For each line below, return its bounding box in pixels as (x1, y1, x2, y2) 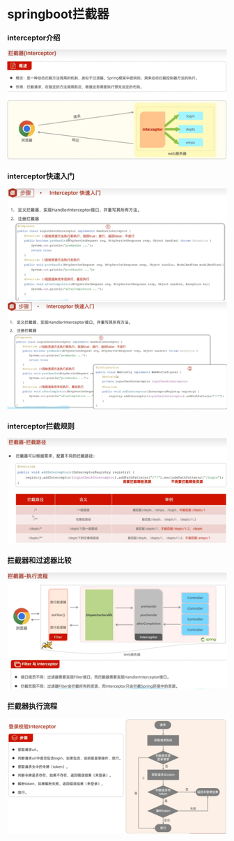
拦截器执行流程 (7, 702, 58, 711)
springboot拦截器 (7, 6, 109, 22)
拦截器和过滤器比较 (7, 555, 72, 565)
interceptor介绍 (7, 33, 61, 43)
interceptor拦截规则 (7, 422, 75, 431)
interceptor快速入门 (7, 171, 75, 181)
